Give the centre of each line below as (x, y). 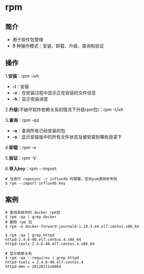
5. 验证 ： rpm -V (21, 158)
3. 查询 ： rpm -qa (22, 120)
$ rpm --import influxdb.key (35, 183)
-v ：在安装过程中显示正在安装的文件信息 (54, 92)
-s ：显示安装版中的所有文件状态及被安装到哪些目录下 (67, 137)
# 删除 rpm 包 (19, 222)
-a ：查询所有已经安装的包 (39, 130)
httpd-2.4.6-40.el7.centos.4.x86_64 (43, 239)
